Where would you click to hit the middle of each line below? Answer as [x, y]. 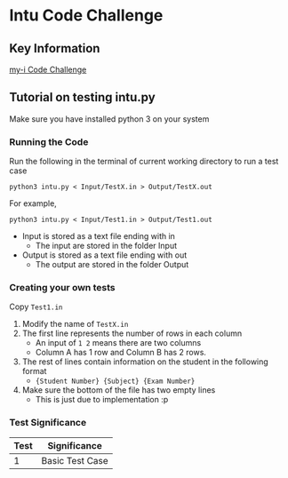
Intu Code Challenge [86, 16]
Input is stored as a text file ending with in [99, 236]
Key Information [55, 48]
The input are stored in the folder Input [106, 246]
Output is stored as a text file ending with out [104, 255]
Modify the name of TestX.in [75, 324]
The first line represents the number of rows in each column [132, 333]
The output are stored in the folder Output [112, 265]
